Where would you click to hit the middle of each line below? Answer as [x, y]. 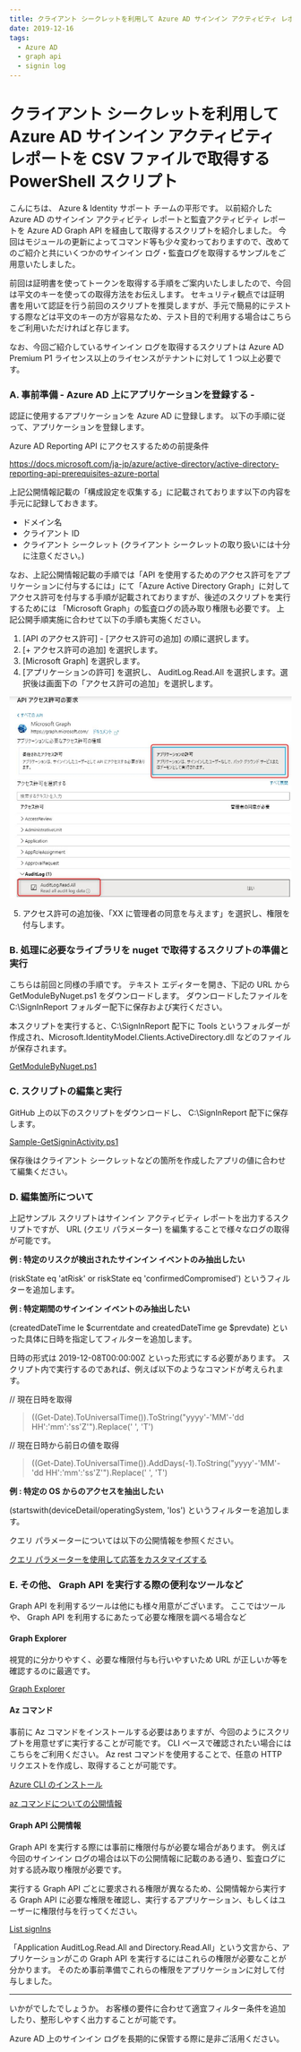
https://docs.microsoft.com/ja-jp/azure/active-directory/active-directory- [144, 464]
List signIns [30, 1928]
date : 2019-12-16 [42, 28]
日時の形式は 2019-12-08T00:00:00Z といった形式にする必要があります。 [145, 1358]
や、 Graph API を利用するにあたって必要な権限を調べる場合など [128, 1618]
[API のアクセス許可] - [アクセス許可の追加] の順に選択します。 [138, 639]
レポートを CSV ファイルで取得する [140, 159]
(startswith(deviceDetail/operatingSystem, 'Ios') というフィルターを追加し [146, 1510]
